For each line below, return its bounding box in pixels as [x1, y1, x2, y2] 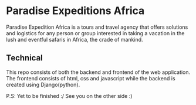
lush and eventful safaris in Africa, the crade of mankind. [6, 36, 143, 43]
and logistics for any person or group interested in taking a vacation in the [6, 29, 185, 36]
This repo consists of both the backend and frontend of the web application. [6, 69, 191, 76]
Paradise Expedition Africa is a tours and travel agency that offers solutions [6, 23, 188, 31]
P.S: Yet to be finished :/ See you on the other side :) [6, 92, 133, 99]
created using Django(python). [6, 81, 80, 88]
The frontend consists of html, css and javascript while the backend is [6, 74, 175, 82]
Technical [6, 53, 43, 63]
